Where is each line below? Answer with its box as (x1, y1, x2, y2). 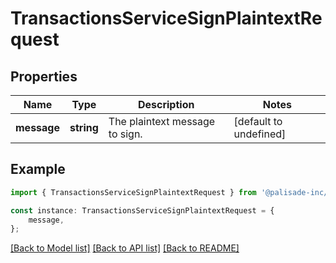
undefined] (233, 127, 287, 141)
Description (137, 98, 195, 111)
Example (10, 161, 66, 178)
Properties (10, 68, 78, 85)
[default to (233, 115, 283, 128)
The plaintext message (108, 115, 216, 128)
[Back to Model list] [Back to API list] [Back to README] (10, 242, 240, 254)
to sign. (108, 127, 143, 141)
